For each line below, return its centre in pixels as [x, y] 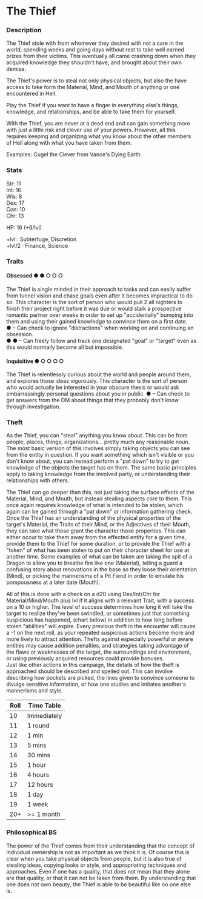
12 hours [40, 785]
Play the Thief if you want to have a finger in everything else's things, [93, 105]
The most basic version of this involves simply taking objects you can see [98, 448]
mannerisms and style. [35, 691]
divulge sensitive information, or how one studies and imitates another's [96, 684]
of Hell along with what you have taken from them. [69, 143]
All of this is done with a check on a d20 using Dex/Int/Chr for [83, 594]
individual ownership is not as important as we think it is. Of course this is [98, 852]
